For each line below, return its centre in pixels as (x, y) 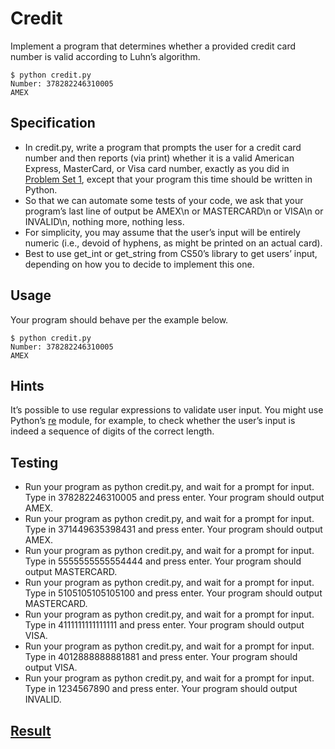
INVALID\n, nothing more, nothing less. (104, 221)
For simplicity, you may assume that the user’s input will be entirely (162, 232)
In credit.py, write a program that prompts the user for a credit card (163, 147)
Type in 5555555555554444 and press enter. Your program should (163, 561)
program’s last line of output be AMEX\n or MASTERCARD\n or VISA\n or (174, 211)
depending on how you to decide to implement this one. (139, 264)
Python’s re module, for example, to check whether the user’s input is (153, 421)
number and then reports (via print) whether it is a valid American (159, 158)
